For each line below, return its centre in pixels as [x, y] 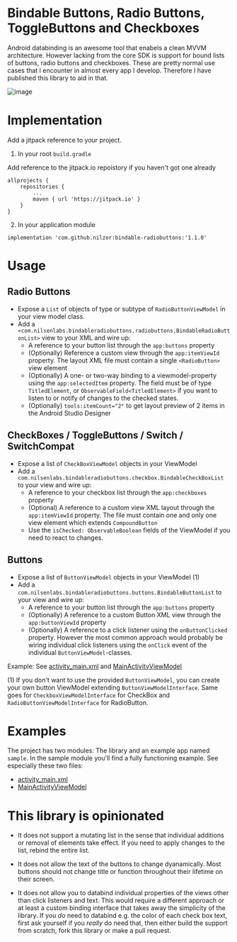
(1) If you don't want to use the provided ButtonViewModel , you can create [114, 680]
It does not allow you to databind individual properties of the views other [123, 893]
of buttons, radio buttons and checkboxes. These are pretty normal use [111, 62]
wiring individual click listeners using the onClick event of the [117, 645]
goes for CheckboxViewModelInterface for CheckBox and [89, 695]
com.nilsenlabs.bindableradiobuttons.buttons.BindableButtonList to [120, 592]
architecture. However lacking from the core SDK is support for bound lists [116, 55]
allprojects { [28, 180]
